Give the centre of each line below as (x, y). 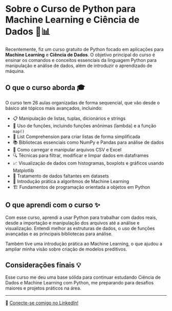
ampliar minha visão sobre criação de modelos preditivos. (66, 249)
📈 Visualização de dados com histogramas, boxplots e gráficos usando (88, 163)
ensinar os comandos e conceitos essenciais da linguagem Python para (81, 60)
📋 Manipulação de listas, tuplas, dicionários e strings (69, 118)
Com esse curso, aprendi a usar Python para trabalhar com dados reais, (81, 217)
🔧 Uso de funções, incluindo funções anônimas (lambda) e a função (84, 125)
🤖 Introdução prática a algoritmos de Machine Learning (71, 181)
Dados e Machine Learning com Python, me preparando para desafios (80, 283)
